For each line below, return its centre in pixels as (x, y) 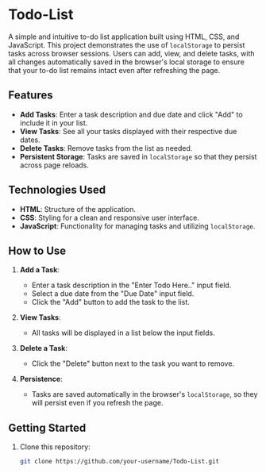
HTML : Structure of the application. (78, 209)
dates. (30, 140)
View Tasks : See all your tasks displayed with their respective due (128, 131)
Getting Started (47, 427)
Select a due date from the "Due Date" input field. (113, 294)
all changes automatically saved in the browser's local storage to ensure (126, 62)
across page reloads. (54, 165)
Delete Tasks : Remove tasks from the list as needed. (106, 148)
